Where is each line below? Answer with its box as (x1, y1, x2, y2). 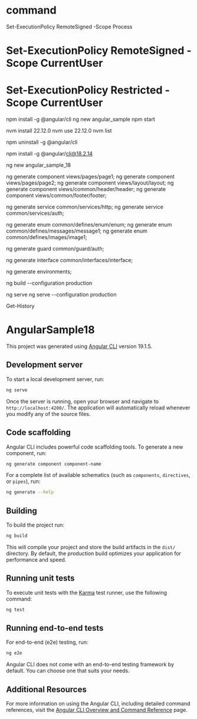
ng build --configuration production (6, 279, 93, 287)
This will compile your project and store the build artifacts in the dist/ (6, 543, 176, 550)
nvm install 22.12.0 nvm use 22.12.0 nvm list (6, 127, 112, 134)
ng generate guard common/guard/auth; (6, 245, 104, 252)
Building (6, 505, 37, 515)
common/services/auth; (6, 209, 64, 217)
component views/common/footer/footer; (6, 192, 107, 199)
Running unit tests (6, 573, 75, 583)
